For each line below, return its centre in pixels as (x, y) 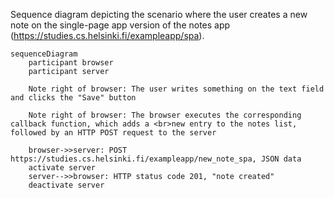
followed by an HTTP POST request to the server (113, 133)
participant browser (71, 63)
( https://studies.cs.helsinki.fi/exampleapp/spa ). (107, 35)
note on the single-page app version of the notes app (120, 25)
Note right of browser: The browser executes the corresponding (165, 115)
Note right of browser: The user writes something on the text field (176, 89)
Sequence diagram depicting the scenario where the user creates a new (159, 14)
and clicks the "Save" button (73, 98)
